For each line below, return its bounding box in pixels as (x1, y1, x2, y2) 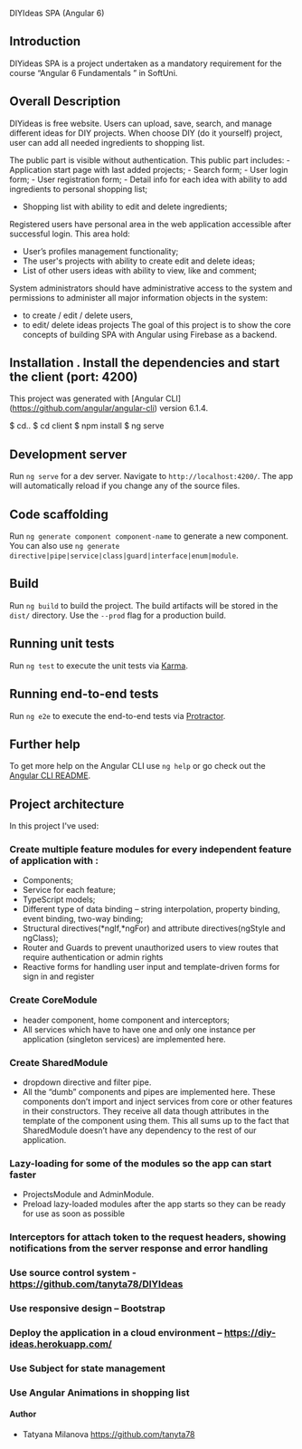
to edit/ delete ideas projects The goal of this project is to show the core (22, 319, 291, 330)
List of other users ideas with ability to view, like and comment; (22, 264, 258, 275)
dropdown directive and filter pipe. (22, 1077, 152, 1088)
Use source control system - (9, 1267, 137, 1280)
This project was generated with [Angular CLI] (9, 393, 182, 404)
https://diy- (223, 1327, 277, 1339)
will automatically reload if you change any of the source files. (9, 480, 241, 492)
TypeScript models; (22, 894, 96, 905)
